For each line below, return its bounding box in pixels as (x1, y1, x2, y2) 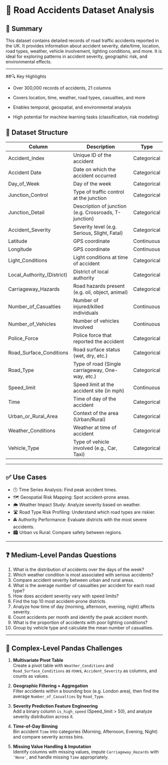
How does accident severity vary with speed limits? (12, 593, 119, 599)
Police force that (73, 332, 112, 339)
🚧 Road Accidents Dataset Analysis (5, 4, 155, 16)
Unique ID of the (73, 152, 112, 159)
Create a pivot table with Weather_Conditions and (12, 663, 114, 669)
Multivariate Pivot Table (12, 657, 64, 663)
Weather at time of (73, 424, 117, 431)
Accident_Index (8, 155, 45, 162)
